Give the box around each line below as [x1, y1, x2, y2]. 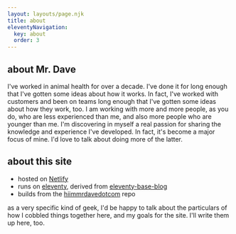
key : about [14, 30, 46, 38]
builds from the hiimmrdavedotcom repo [17, 189, 136, 198]
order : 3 [14, 37, 40, 44]
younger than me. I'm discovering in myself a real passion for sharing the [7, 119, 222, 128]
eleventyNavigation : [7, 23, 69, 31]
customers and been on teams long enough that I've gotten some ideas [7, 97, 217, 105]
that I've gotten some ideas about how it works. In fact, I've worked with [7, 90, 219, 98]
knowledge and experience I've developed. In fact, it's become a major [7, 127, 215, 136]
